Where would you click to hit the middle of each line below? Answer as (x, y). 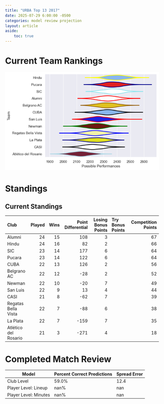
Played (38, 224)
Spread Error (130, 374)
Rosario (15, 338)
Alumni (14, 237)
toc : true (24, 36)
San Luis (16, 290)
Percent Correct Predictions (83, 374)
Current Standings (34, 206)
